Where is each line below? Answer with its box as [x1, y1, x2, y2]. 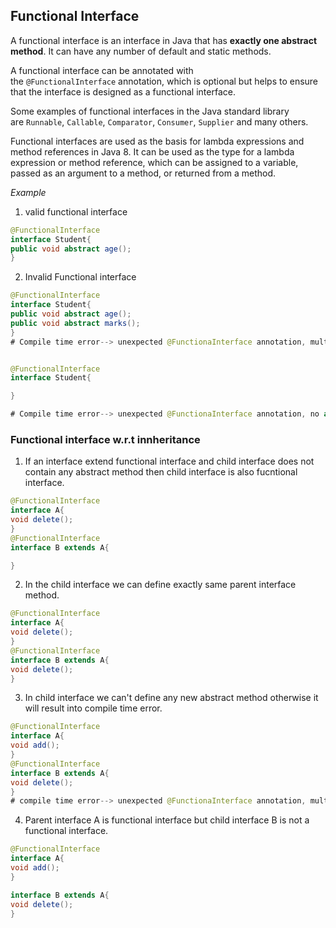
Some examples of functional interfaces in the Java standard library [10, 105, 290, 117]
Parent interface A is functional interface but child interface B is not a [24, 814, 310, 826]
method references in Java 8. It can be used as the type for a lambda [10, 145, 295, 158]
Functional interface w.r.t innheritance [10, 432, 201, 446]
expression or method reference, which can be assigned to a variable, [10, 156, 299, 168]
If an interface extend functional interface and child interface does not [24, 455, 315, 468]
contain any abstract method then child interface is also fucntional [24, 466, 298, 478]
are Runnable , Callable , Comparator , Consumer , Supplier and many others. [10, 115, 309, 128]
